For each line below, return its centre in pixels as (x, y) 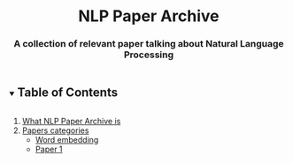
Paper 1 (49, 149)
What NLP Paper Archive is (71, 122)
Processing (149, 55)
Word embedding (67, 140)
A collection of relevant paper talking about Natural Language (149, 44)
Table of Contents (67, 92)
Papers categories (55, 130)
